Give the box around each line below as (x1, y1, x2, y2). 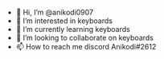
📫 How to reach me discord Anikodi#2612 (15, 42, 157, 51)
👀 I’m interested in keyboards (15, 16, 113, 26)
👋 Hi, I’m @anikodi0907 (15, 8, 94, 17)
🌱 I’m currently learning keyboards (15, 25, 130, 33)
